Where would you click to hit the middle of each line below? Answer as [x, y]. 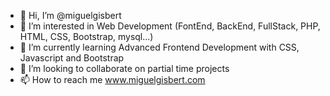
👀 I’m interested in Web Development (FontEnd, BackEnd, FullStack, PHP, [170, 26]
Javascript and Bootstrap [72, 58]
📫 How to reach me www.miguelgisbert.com [112, 79]
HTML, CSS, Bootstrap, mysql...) [86, 36]
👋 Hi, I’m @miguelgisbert [70, 15]
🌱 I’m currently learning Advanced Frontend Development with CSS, [159, 47]
